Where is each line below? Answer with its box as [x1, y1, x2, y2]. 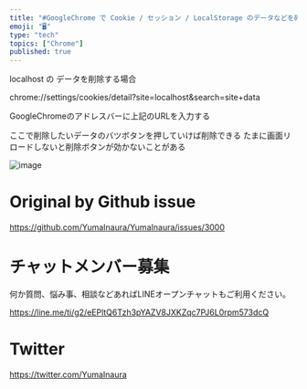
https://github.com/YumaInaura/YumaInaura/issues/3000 [9, 222, 226, 233]
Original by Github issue [9, 192, 196, 213]
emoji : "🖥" [9, 22, 52, 31]
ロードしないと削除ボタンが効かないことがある [9, 142, 185, 152]
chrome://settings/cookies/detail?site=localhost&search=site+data [9, 92, 260, 103]
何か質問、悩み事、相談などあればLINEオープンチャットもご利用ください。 [9, 289, 291, 300]
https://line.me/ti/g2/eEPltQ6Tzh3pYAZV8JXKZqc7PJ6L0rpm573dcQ [9, 307, 270, 318]
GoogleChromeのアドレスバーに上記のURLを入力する [9, 110, 211, 121]
